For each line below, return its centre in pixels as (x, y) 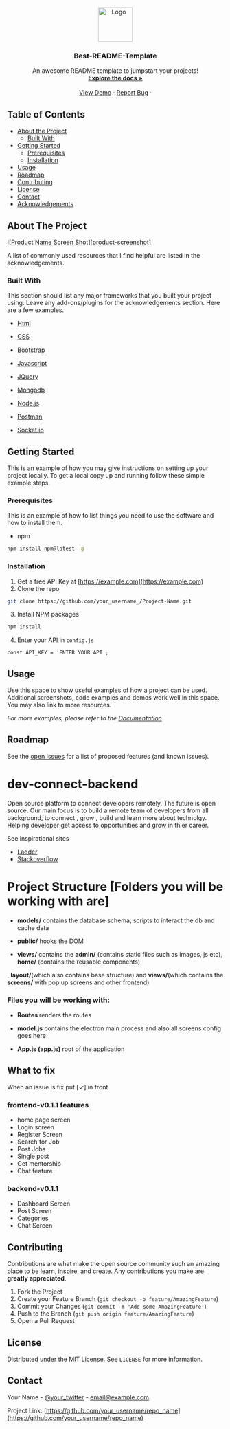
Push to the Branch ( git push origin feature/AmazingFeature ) (105, 1314)
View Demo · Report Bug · (115, 93)
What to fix (31, 1071)
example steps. (28, 483)
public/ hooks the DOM (50, 941)
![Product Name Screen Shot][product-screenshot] (79, 242)
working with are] (58, 901)
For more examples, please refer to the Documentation (85, 718)
